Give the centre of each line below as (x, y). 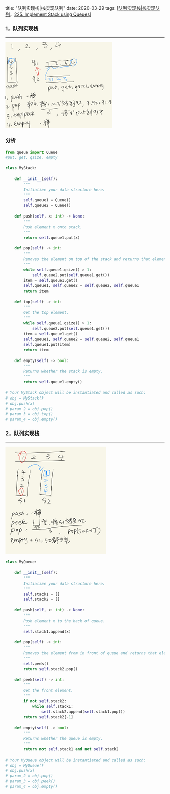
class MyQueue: (21, 562)
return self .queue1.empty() (53, 382)
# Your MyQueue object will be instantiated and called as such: (75, 760)
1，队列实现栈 (22, 28)
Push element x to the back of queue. (64, 621)
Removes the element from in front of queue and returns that (90, 653)
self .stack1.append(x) (47, 631)
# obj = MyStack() (25, 398)
